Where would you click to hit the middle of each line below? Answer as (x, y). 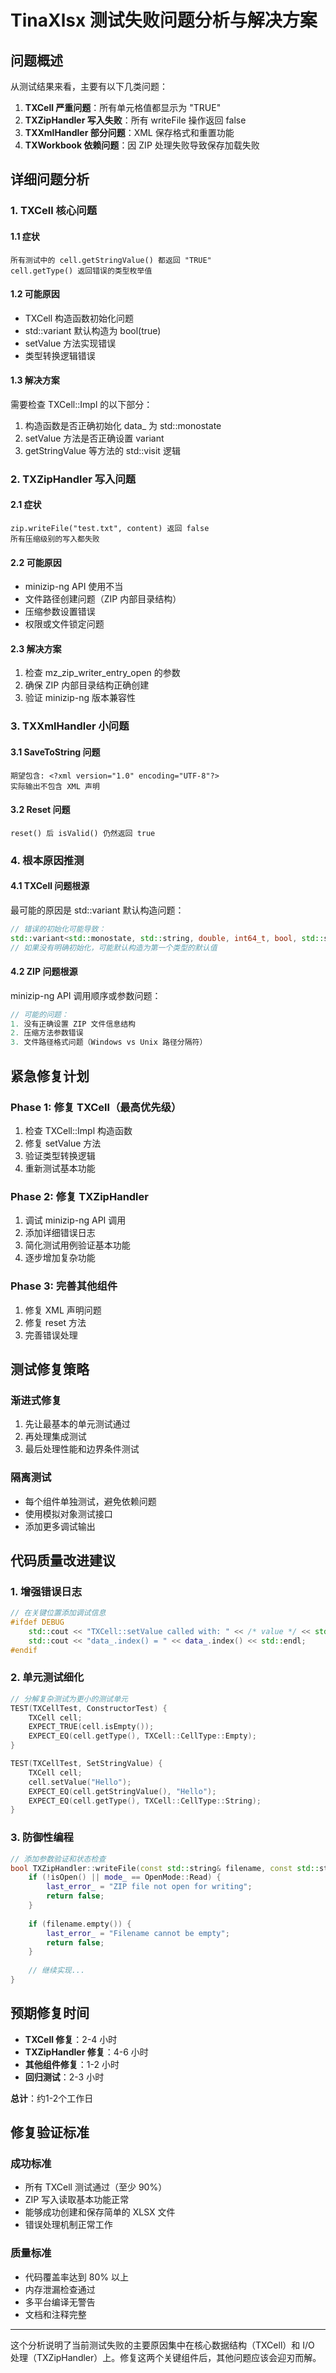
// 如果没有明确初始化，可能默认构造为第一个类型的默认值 (114, 947)
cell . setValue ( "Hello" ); (80, 1782)
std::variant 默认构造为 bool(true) (93, 330)
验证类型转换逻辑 (60, 1155)
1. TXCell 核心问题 (54, 211)
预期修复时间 (50, 2013)
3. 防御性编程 (42, 1838)
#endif (24, 1650)
